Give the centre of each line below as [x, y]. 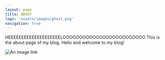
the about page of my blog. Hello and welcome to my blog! [65, 43]
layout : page [19, 10]
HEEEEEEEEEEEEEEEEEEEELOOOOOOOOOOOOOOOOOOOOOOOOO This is [82, 37]
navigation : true [23, 23]
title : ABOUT [19, 14]
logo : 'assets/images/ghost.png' [40, 19]
